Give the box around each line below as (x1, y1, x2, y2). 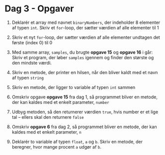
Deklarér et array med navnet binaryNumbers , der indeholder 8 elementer (11, 19, 161, 25)
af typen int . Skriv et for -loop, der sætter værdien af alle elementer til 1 (11, 24, 160, 30)
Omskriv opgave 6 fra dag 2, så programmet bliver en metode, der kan (11, 124, 157, 130)
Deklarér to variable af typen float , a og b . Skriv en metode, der (11, 139, 143, 145)
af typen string (11, 75, 44, 80)
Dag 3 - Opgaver (4, 3, 74, 14)
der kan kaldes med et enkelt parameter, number (11, 99, 110, 105)
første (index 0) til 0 (11, 39, 53, 45)
